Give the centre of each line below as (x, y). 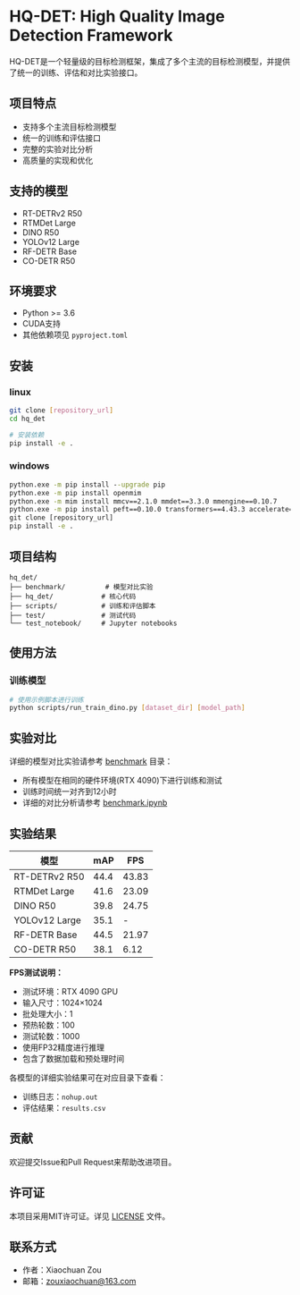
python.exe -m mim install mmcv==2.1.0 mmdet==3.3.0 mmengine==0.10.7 (143, 501)
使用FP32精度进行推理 (63, 1047)
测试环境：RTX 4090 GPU (70, 991)
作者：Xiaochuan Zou (62, 1270)
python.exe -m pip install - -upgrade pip (87, 485)
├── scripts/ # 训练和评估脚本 (83, 605)
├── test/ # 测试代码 (73, 615)
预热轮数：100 (49, 1025)
